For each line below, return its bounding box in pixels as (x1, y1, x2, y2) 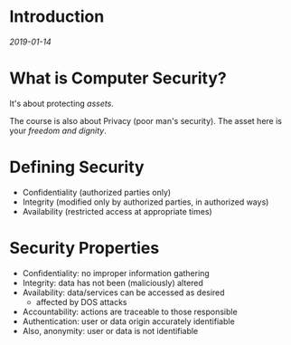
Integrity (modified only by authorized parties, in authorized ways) (22, 196, 269, 207)
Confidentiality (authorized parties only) (22, 187, 172, 197)
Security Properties (9, 238, 160, 258)
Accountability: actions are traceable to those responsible (22, 306, 238, 317)
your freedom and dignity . (9, 125, 107, 136)
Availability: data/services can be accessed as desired (22, 287, 225, 298)
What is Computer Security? (9, 68, 228, 89)
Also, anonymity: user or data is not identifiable (22, 325, 199, 336)
